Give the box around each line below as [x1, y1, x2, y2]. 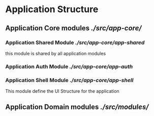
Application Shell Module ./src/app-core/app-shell [5, 76, 134, 84]
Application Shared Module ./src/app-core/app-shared [5, 39, 145, 46]
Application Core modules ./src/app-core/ [5, 24, 142, 32]
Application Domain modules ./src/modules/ [5, 103, 149, 111]
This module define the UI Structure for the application [5, 88, 119, 94]
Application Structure [5, 4, 99, 15]
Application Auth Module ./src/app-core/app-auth [5, 63, 133, 70]
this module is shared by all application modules [5, 50, 106, 56]
